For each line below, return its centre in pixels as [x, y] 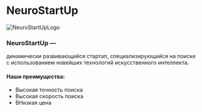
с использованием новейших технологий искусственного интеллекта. [98, 63]
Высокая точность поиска [49, 90]
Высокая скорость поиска [49, 96]
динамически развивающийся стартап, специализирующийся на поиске [101, 56]
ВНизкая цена [33, 103]
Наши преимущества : [36, 76]
